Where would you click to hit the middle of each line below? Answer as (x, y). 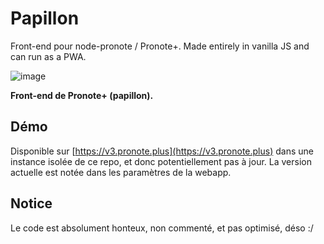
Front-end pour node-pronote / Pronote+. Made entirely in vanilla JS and (160, 46)
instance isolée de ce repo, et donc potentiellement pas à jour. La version (161, 161)
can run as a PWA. (48, 56)
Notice (31, 203)
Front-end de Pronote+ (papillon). (82, 95)
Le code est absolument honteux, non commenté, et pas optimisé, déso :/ (162, 228)
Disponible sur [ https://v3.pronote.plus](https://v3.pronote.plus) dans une (162, 151)
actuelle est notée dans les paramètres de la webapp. (121, 172)
